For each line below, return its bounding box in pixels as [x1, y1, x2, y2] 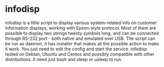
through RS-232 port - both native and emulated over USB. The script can [5, 35, 156, 41]
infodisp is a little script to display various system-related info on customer [5, 20, 157, 26]
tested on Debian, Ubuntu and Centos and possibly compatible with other [5, 51, 155, 57]
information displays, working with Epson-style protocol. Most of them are [5, 25, 157, 31]
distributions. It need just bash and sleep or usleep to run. [5, 56, 123, 62]
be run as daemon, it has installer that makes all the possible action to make [5, 40, 160, 46]
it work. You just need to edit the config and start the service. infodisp [5, 46, 147, 52]
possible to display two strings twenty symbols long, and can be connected [5, 30, 159, 36]
